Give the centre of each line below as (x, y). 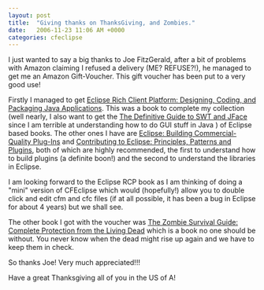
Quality (20, 141)
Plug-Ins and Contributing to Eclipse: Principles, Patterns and (132, 141)
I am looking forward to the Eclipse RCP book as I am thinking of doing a (125, 182)
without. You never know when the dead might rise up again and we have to (131, 239)
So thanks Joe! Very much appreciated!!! (74, 262)
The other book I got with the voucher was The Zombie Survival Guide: (123, 222)
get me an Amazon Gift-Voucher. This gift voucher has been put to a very (127, 76)
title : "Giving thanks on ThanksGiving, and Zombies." (102, 23)
